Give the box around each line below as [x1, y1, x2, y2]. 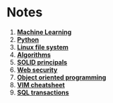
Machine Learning [16, 28, 72, 36]
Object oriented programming [16, 72, 107, 82]
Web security [16, 65, 58, 74]
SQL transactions [16, 88, 69, 97]
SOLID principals [16, 58, 68, 66]
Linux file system [16, 43, 69, 51]
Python [16, 35, 40, 43]
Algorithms [16, 50, 51, 59]
